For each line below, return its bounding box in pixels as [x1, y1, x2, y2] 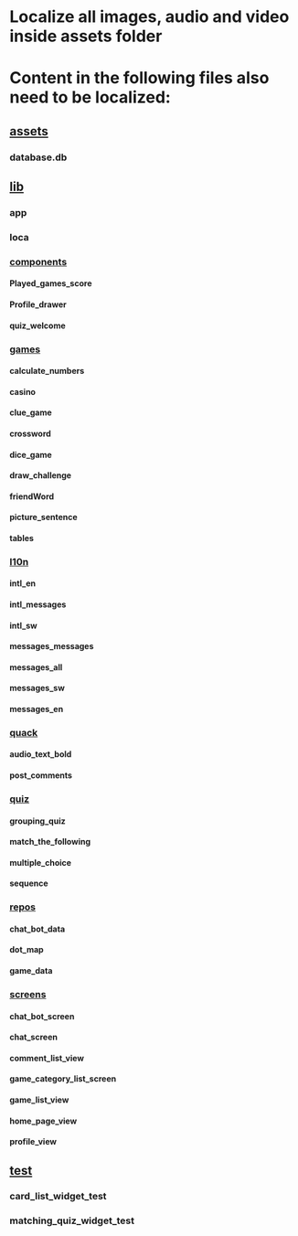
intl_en [9, 578, 37, 589]
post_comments [9, 770, 73, 781]
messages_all [9, 661, 63, 673]
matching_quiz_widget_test [9, 1214, 135, 1227]
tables [9, 532, 35, 543]
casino [9, 386, 37, 397]
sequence [9, 878, 48, 889]
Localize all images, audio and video [9, 6, 290, 27]
